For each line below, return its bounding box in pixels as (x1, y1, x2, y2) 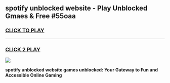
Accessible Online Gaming (5, 72, 62, 78)
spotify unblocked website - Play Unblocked (5, 4, 148, 13)
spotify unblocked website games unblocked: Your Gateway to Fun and (5, 66, 158, 72)
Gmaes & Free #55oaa (5, 12, 76, 21)
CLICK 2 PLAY (5, 46, 40, 53)
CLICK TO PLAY (5, 27, 45, 34)
